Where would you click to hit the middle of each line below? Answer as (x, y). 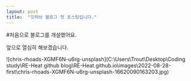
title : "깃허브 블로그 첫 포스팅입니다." (52, 17)
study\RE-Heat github (33, 65)
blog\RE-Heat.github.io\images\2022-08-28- (116, 65)
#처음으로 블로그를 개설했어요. (41, 35)
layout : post (22, 12)
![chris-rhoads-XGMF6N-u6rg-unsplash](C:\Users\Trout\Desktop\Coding (96, 59)
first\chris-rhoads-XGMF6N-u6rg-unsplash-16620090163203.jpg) (87, 72)
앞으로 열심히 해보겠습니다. (37, 47)
